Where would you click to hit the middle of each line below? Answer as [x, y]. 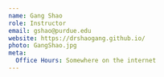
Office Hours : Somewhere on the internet [86, 61]
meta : [17, 53]
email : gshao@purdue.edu [50, 30]
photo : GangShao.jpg [43, 46]
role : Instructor [37, 23]
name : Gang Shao [35, 16]
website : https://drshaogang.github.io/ [77, 38]
